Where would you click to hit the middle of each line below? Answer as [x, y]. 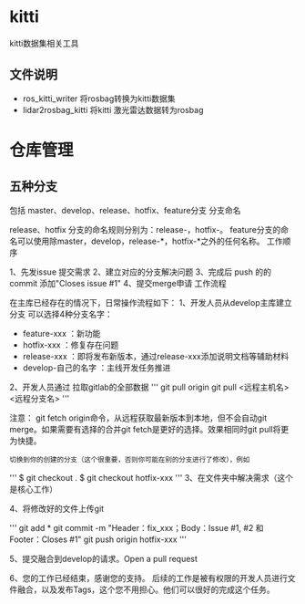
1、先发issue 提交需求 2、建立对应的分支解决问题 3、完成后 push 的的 [140, 272]
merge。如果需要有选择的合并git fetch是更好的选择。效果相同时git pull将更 [149, 429]
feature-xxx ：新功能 [61, 333]
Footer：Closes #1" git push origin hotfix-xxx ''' [98, 539]
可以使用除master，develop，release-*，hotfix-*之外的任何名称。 [141, 241]
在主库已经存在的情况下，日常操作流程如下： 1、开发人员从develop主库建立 [151, 302]
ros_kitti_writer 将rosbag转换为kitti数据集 [99, 99]
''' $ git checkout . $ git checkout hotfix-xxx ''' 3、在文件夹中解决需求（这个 [152, 477]
